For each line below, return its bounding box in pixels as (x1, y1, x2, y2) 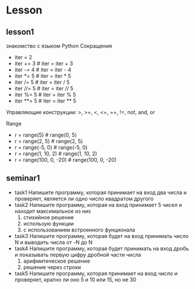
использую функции (23, 220, 74, 227)
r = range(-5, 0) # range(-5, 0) (14, 144, 88, 151)
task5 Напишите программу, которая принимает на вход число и (14, 270, 177, 277)
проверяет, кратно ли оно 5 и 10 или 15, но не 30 (14, 276, 136, 283)
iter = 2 (14, 54, 32, 60)
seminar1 (6, 174, 40, 183)
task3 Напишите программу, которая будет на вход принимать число (14, 232, 189, 239)
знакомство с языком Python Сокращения (6, 42, 112, 49)
